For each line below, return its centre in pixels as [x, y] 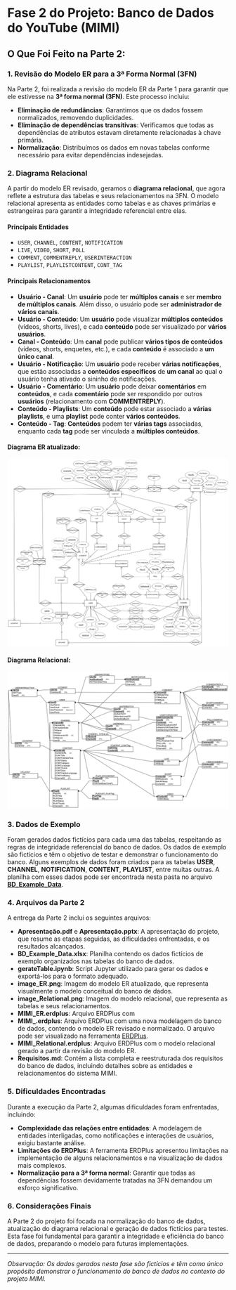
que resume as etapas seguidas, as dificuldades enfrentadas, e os [113, 939]
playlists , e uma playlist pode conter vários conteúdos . [99, 416]
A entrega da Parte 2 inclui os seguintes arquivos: [79, 918]
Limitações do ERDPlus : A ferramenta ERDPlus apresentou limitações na [123, 1150]
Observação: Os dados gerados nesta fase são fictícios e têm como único [115, 1263]
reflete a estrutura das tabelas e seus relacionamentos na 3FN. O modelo [113, 196]
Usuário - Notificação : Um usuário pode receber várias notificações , [119, 364]
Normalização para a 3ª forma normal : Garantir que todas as [106, 1173]
